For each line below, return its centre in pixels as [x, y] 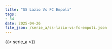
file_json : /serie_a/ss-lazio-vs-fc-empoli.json [56, 28]
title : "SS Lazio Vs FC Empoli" [38, 10]
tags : [11, 14]
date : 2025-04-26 [23, 23]
